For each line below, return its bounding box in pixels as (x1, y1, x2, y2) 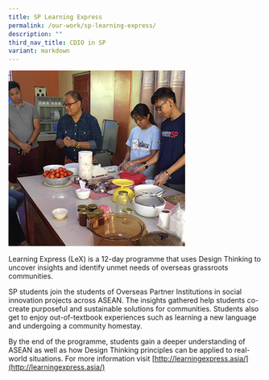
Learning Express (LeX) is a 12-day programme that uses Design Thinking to (8, 254, 262, 264)
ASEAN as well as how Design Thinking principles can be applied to (8, 345, 233, 355)
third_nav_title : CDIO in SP (8, 39, 106, 47)
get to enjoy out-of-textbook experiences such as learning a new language (8, 312, 257, 322)
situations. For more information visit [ (28, 354, 155, 364)
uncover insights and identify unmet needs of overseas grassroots (8, 262, 229, 273)
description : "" (8, 30, 63, 38)
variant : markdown (8, 47, 70, 56)
